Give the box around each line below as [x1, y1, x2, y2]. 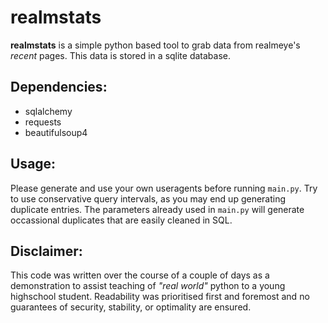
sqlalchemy [24, 105, 73, 117]
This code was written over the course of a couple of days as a [10, 269, 270, 281]
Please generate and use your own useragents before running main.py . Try [10, 182, 318, 194]
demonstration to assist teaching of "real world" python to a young [10, 280, 286, 292]
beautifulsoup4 [24, 126, 88, 138]
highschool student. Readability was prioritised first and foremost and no [10, 291, 310, 303]
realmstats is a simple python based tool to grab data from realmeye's [10, 39, 301, 51]
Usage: [10, 156, 57, 173]
